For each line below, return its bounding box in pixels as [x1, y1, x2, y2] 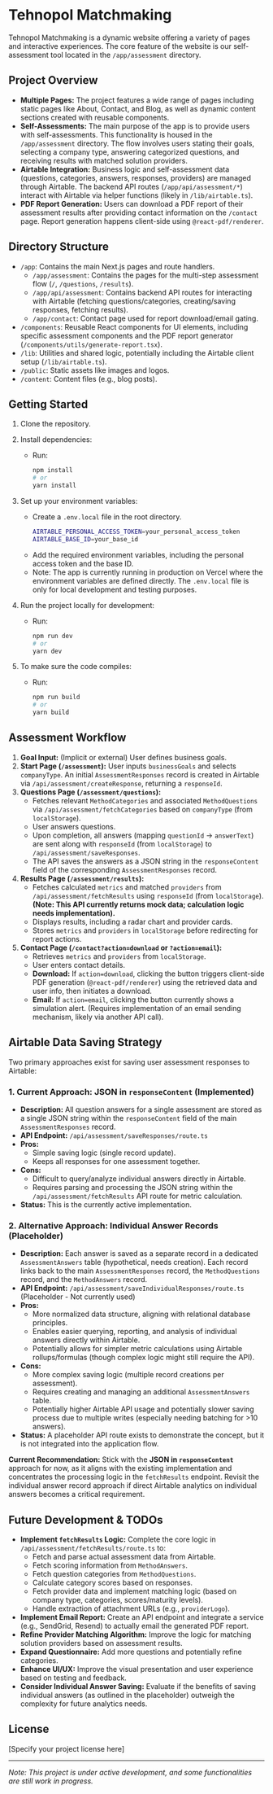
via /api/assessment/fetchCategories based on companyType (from [32, 804, 253, 814]
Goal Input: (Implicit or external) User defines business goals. [19, 752, 227, 762]
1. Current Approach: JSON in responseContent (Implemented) [8, 1086, 254, 1097]
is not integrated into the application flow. [19, 1439, 159, 1449]
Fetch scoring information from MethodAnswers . [32, 1560, 188, 1570]
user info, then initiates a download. [32, 986, 153, 995]
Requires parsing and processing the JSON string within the [32, 1182, 233, 1192]
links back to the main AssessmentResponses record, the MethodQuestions [19, 1266, 261, 1275]
